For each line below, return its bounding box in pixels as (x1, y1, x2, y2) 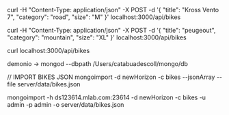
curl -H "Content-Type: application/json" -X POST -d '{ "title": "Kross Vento (7, 6, 219, 14)
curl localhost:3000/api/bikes (7, 47, 90, 54)
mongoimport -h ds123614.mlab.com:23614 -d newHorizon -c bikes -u (7, 93, 206, 101)
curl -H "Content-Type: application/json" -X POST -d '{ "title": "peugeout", (7, 27, 216, 34)
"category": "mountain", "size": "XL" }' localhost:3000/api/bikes (7, 33, 187, 42)
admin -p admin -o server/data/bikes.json (7, 101, 124, 108)
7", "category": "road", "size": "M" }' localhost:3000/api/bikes (7, 13, 181, 21)
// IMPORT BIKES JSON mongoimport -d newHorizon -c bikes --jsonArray (7, 73, 215, 81)
